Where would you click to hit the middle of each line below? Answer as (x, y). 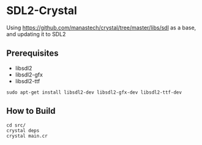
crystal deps (23, 130)
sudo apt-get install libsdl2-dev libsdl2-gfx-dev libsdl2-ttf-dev (94, 92)
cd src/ (16, 125)
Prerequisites (32, 54)
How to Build (31, 111)
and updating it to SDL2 (36, 34)
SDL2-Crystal (42, 11)
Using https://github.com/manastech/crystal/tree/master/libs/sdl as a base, (101, 28)
